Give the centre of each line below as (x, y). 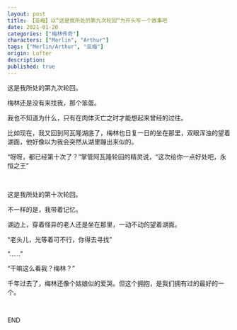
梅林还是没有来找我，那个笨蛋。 (54, 103)
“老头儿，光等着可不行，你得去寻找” (60, 239)
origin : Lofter (30, 54)
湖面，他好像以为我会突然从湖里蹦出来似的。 (73, 142)
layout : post (27, 14)
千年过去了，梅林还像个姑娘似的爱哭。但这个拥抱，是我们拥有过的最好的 (112, 283)
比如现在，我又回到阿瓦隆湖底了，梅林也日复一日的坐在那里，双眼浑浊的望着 (119, 132)
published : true (31, 67)
